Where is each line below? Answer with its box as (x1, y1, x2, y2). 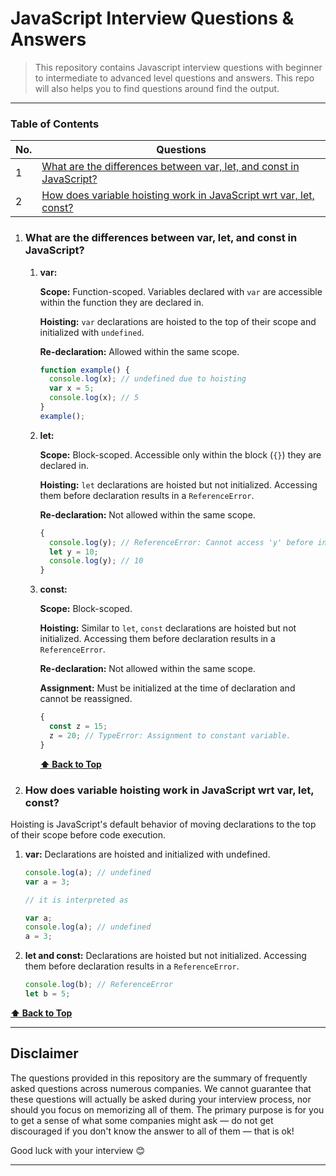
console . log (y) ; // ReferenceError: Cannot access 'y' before (48, 537, 314, 547)
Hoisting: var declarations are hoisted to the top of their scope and (39, 315, 317, 327)
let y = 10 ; (48, 547, 99, 557)
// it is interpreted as (24, 895, 129, 905)
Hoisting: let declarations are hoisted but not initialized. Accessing (39, 478, 318, 491)
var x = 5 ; (48, 383, 95, 394)
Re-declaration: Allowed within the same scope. (39, 345, 240, 357)
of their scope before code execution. (10, 828, 166, 841)
